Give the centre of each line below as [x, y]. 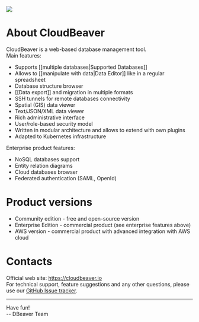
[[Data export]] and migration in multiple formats [74, 92]
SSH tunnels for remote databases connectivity [72, 98]
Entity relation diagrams [44, 165]
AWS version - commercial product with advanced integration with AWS [102, 231]
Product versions [49, 203]
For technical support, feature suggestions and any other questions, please [98, 284]
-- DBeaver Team [27, 314]
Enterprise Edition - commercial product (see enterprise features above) [103, 225]
